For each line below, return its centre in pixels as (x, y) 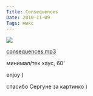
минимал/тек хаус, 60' (36, 63)
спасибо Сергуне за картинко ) (47, 87)
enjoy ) (15, 75)
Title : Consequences (33, 12)
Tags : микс (20, 23)
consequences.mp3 (31, 51)
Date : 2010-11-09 (28, 18)
